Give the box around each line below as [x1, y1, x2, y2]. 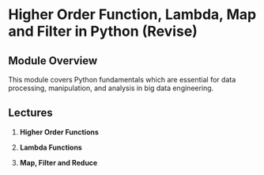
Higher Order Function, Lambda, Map [8, 6, 257, 24]
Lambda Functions [19, 143, 83, 152]
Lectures [8, 106, 53, 120]
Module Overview [8, 54, 98, 67]
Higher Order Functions [19, 127, 99, 136]
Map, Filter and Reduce [19, 158, 98, 167]
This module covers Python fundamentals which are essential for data [8, 75, 236, 84]
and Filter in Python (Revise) [8, 22, 198, 40]
